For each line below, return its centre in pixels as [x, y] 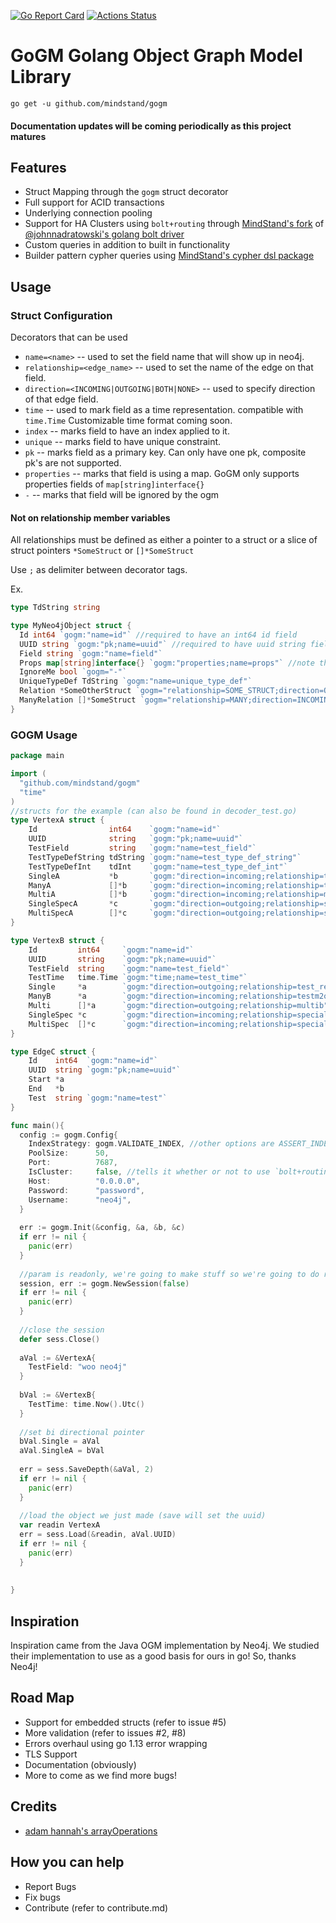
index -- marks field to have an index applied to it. [127, 431]
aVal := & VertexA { [58, 1358]
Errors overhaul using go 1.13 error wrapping [116, 1743]
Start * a [46, 1080]
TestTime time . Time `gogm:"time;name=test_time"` [138, 978]
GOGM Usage [44, 735]
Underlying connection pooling [88, 213]
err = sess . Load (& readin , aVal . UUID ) [98, 1535]
